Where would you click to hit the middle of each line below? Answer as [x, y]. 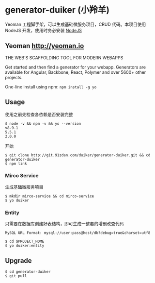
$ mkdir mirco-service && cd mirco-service [50, 196]
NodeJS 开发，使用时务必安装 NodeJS [44, 30]
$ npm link [16, 164]
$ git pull [16, 276]
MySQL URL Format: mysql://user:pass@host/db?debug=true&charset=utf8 [78, 233]
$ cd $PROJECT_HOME [25, 241]
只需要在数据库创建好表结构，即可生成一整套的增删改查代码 [64, 224]
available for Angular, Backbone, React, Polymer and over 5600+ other [76, 72]
